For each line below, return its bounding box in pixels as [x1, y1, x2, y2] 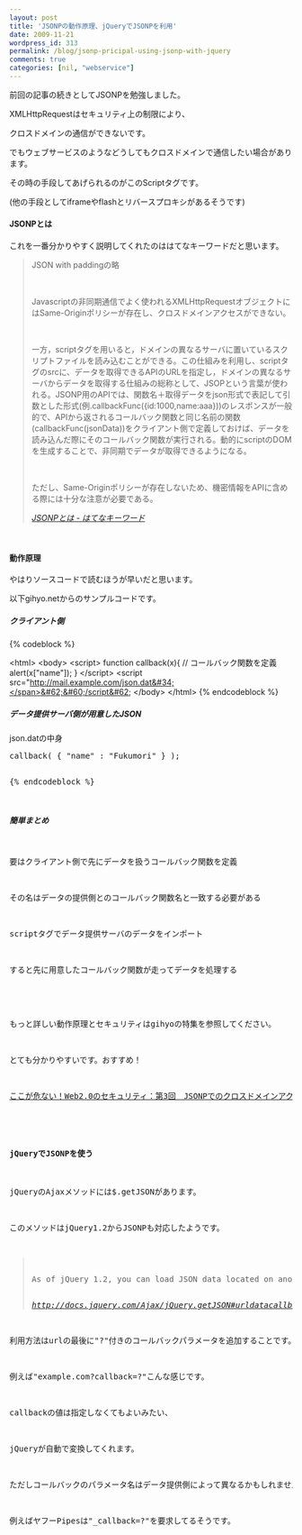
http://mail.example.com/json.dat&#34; [30, 677, 175, 688]
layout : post [9, 13, 58, 23]
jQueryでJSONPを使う [9, 1148, 93, 1158]
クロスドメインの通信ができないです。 [9, 127, 151, 138]
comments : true [9, 55, 67, 64]
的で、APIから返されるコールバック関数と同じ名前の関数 [31, 412, 241, 423]
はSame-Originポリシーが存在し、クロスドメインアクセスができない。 [31, 307, 291, 318]
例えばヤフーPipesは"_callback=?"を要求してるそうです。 [9, 1516, 235, 1526]
